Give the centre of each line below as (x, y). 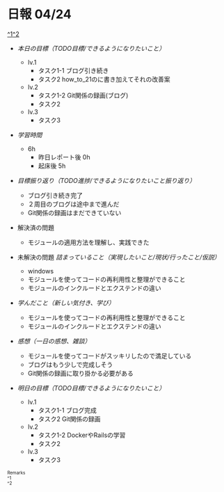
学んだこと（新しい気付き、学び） (66, 303)
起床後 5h (52, 166)
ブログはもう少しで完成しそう (70, 364)
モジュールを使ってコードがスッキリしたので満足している (110, 356)
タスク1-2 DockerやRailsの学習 (82, 435)
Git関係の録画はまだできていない (74, 212)
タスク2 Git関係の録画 (69, 419)
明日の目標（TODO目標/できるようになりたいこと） (91, 388)
